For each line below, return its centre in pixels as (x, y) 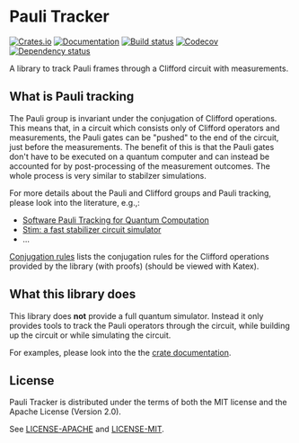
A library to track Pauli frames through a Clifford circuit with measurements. (149, 68)
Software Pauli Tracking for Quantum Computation (115, 220)
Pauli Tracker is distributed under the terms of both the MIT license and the (148, 403)
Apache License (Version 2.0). (65, 412)
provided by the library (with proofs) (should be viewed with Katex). (134, 266)
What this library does (73, 294)
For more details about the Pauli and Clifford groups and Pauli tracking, (141, 193)
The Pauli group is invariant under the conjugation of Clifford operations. (143, 118)
